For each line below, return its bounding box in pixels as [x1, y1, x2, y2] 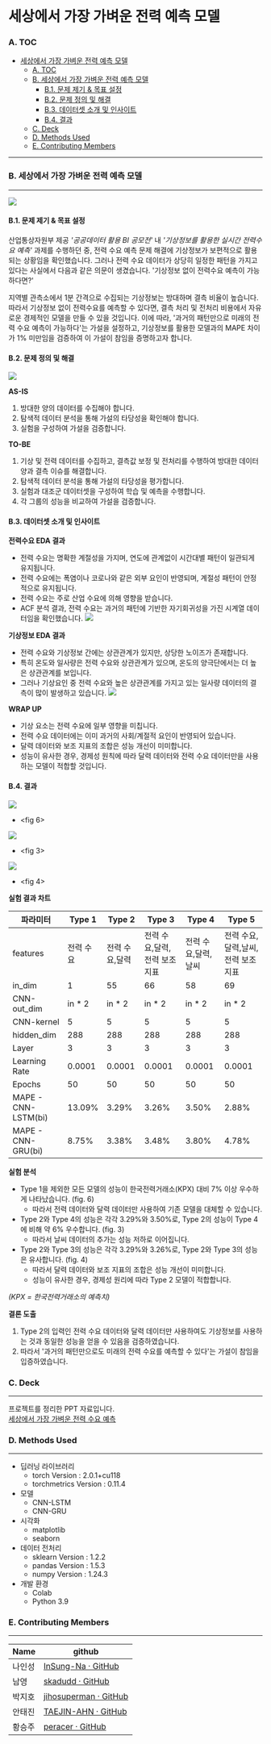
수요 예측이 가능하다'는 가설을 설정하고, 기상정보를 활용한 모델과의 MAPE [16, 323, 246, 332]
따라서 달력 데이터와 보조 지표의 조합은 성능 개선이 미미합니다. [31, 1264, 226, 1275]
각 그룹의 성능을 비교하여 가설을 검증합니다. [19, 497, 156, 507]
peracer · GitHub [43, 1721, 106, 1733]
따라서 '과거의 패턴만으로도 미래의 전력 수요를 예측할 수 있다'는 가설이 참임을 [19, 1346, 260, 1356]
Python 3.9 [31, 1596, 69, 1606]
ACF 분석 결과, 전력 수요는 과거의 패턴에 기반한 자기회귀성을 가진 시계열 [19, 603, 245, 613]
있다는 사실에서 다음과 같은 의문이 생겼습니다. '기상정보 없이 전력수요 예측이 [8, 265, 245, 275]
